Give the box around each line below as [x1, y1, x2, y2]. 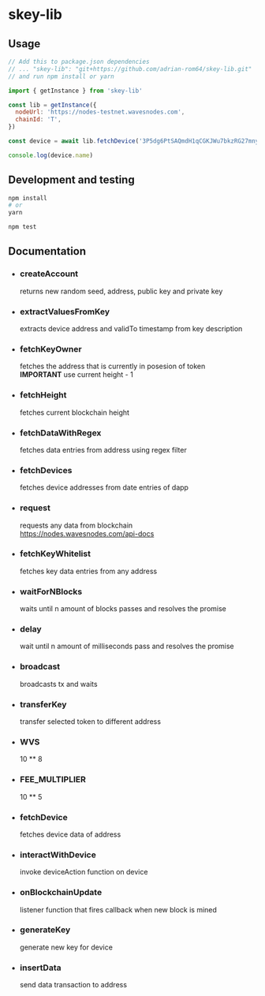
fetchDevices [19, 464, 73, 476]
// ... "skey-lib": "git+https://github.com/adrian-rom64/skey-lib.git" [8, 65, 252, 73]
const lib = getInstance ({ [8, 101, 97, 109]
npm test [8, 223, 37, 231]
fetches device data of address [19, 830, 121, 839]
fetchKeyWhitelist [19, 548, 91, 559]
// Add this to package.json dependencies [8, 58, 150, 65]
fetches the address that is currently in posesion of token [19, 361, 206, 371]
